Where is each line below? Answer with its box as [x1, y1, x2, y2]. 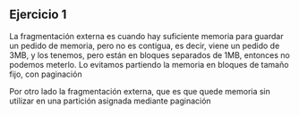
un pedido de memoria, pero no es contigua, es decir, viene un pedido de [9, 40, 280, 51]
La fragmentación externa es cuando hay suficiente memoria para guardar [9, 30, 284, 41]
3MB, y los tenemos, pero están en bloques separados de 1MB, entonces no [9, 49, 291, 61]
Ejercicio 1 [9, 7, 67, 22]
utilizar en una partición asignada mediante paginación [9, 95, 212, 106]
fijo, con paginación [9, 69, 82, 79]
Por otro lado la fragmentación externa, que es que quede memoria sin [9, 86, 271, 96]
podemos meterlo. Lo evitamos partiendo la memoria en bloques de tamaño [9, 59, 289, 70]
